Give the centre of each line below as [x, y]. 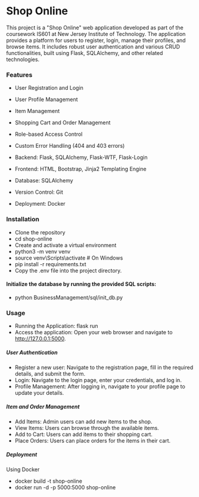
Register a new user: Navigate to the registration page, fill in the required [104, 367]
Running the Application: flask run [56, 326]
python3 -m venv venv [43, 251]
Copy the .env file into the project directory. [68, 270]
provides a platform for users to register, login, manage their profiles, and [96, 40]
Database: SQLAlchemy [44, 181]
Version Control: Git [39, 192]
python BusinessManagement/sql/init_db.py [69, 297]
